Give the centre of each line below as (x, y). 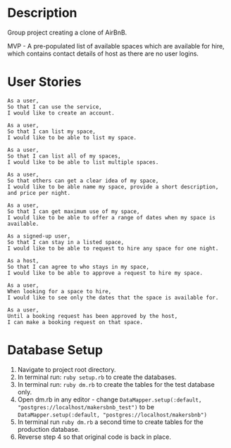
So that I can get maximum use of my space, (74, 211)
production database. (49, 429)
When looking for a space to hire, (60, 291)
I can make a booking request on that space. (75, 322)
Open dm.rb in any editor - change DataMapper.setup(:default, (110, 399)
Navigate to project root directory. (67, 369)
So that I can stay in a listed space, (66, 242)
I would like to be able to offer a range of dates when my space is (112, 217)
